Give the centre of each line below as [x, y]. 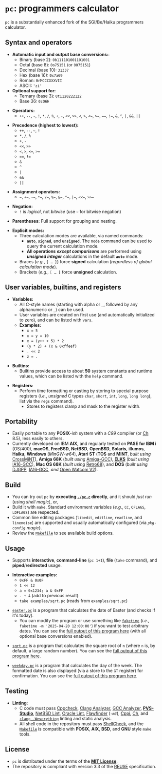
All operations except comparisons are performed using [84, 251]
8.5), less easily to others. [38, 439]
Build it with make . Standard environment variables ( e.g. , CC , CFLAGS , [79, 507]
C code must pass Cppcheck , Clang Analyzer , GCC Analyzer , [81, 708]
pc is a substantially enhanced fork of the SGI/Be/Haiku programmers [74, 22]
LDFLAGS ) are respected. [36, 512]
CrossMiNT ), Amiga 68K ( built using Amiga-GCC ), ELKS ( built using [81, 459]
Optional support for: [34, 90]
